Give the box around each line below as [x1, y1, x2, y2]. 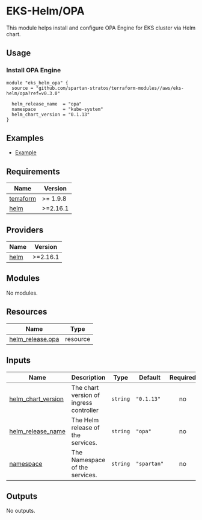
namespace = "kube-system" [11, 106, 103, 112]
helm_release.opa [9, 334, 60, 343]
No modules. [6, 289, 38, 296]
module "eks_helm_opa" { [6, 80, 69, 86]
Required [169, 373, 197, 381]
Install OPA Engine [6, 66, 61, 75]
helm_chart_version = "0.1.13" [11, 111, 90, 117]
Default [139, 373, 161, 381]
